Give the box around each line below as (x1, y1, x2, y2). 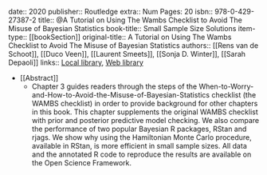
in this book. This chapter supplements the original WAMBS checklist (31, 107, 259, 117)
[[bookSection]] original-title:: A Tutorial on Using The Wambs (29, 32, 232, 42)
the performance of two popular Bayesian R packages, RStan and (31, 124, 247, 133)
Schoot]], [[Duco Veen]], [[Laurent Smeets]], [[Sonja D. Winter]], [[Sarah (8, 50, 245, 58)
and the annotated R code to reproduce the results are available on (31, 149, 252, 159)
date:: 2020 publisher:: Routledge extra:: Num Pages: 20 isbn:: (8, 7, 214, 16)
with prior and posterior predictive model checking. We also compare (31, 116, 260, 125)
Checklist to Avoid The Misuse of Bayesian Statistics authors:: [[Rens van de (8, 41, 259, 50)
